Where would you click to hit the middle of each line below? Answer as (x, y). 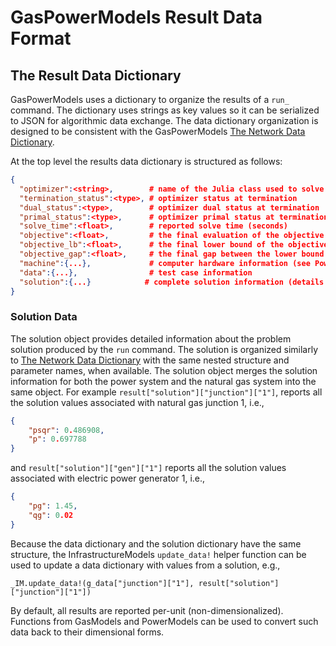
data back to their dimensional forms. (87, 632)
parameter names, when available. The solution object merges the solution (164, 370)
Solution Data (44, 317)
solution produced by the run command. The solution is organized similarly (164, 349)
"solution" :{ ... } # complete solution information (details (172, 282)
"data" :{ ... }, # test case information (136, 272)
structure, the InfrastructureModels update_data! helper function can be (158, 554)
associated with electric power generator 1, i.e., (108, 478)
